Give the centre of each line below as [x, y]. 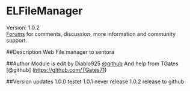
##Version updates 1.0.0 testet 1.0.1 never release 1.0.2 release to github [95, 81]
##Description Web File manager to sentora [60, 51]
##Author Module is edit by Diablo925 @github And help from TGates [92, 63]
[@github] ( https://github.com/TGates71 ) [57, 69]
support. [17, 40]
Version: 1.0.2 [23, 28]
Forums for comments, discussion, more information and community [91, 34]
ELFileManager [44, 11]
